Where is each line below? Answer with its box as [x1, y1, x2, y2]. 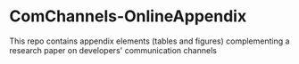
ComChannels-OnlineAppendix [9, 6, 247, 27]
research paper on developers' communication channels [9, 44, 217, 55]
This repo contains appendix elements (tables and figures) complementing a [9, 36, 290, 46]
